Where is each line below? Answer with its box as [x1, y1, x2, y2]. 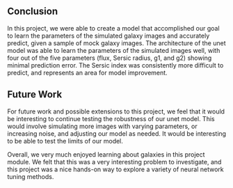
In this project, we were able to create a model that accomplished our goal [7, 24, 220, 32]
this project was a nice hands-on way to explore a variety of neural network [7, 165, 224, 173]
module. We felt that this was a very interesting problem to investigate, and [7, 157, 222, 166]
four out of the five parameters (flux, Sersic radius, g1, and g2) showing [7, 54, 212, 62]
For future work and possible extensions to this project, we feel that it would [7, 107, 225, 116]
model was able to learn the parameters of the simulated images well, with [7, 46, 220, 54]
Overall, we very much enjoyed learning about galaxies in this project [7, 150, 205, 159]
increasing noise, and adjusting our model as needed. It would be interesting [7, 129, 227, 138]
